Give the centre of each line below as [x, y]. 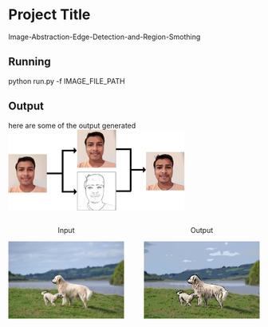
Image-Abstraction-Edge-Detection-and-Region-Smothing [104, 37]
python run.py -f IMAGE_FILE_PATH [67, 81]
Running [30, 62]
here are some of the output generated [72, 125]
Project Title [49, 15]
